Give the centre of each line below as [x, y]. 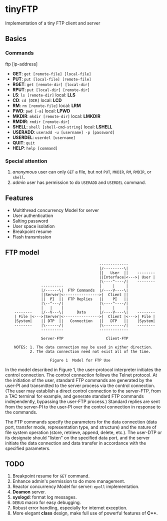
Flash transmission [32, 236]
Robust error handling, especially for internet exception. [70, 508]
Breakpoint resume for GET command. [51, 476]
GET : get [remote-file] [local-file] [52, 73]
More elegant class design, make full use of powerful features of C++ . [85, 513]
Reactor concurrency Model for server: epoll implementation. [76, 486]
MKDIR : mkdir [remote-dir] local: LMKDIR [56, 116]
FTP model [22, 253]
